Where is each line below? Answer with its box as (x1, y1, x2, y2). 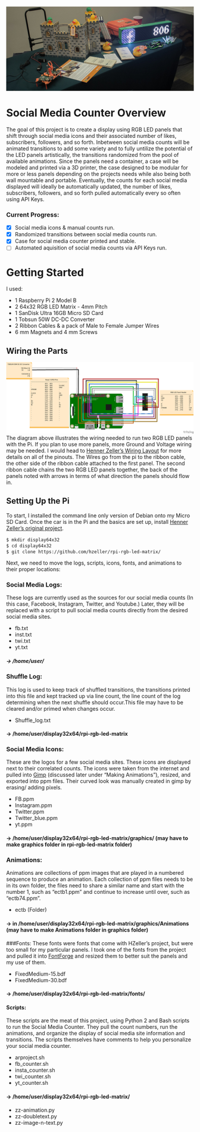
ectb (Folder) (14, 906, 47, 914)
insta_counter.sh (14, 1066, 55, 1074)
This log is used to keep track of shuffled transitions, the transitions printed (6, 686, 190, 693)
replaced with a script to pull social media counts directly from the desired (6, 607, 189, 614)
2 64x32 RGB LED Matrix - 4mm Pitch (14, 303, 108, 310)
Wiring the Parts (6, 346, 68, 356)
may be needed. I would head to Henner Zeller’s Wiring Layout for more (6, 447, 182, 454)
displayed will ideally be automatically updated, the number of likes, (6, 183, 173, 190)
